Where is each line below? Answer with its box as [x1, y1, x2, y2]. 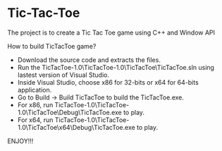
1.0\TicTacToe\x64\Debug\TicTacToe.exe [17, 123, 135, 131]
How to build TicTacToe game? [7, 42, 97, 50]
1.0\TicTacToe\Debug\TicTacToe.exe [17, 108, 122, 116]
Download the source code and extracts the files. [17, 55, 161, 64]
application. [17, 85, 52, 94]
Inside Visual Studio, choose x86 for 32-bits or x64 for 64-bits [17, 78, 199, 86]
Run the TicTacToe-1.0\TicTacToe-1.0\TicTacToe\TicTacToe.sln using [17, 63, 215, 71]
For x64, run [17, 115, 54, 124]
